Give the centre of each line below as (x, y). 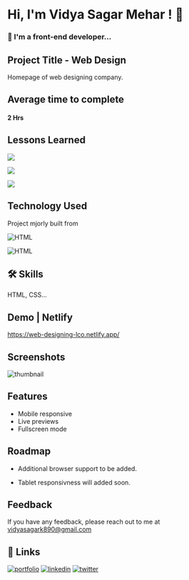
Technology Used (47, 206)
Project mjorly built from (43, 223)
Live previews (38, 421)
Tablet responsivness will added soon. (74, 482)
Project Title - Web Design (67, 60)
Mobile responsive (45, 414)
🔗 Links (24, 552)
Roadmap (29, 451)
